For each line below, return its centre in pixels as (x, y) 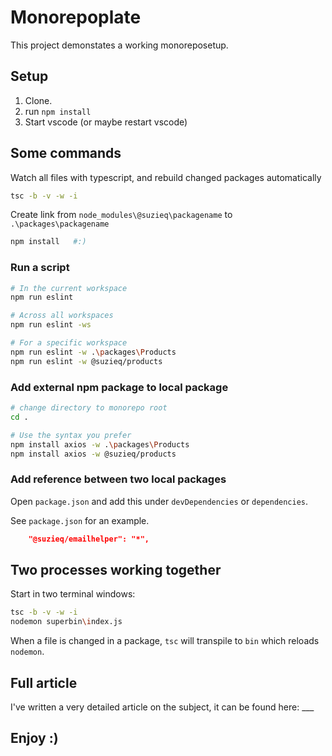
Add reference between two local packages (118, 479)
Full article (44, 682)
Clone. (38, 100)
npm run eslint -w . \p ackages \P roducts (93, 352)
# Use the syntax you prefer (71, 435)
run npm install (58, 111)
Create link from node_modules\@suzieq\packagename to (121, 215)
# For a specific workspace (69, 343)
